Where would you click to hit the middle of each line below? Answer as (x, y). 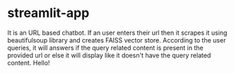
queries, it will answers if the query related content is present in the (105, 47)
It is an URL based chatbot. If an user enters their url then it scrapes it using (117, 33)
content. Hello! (29, 62)
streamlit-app (48, 13)
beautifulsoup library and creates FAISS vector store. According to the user (117, 40)
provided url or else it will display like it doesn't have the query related (109, 55)
